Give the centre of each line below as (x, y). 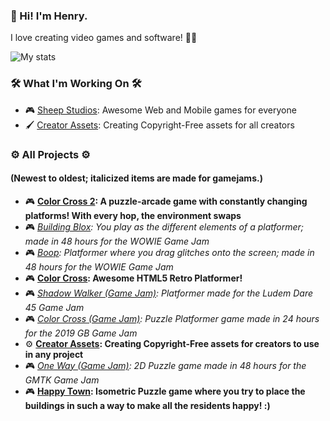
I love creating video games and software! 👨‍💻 (104, 38)
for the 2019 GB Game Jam (81, 333)
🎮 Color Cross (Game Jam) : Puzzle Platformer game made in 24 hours (172, 318)
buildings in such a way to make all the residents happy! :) (147, 405)
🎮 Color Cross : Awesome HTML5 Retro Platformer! (133, 278)
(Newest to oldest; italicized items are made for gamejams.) (136, 178)
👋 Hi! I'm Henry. (49, 16)
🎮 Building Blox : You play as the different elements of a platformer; (164, 226)
